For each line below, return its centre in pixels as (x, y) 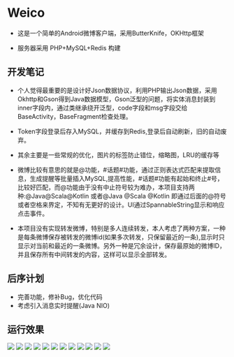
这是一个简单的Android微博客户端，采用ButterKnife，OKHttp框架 (111, 33)
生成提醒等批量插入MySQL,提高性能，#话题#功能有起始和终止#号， (126, 178)
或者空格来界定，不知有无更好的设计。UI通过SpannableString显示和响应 (121, 205)
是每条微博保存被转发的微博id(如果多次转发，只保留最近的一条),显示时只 (121, 237)
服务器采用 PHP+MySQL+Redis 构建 (69, 48)
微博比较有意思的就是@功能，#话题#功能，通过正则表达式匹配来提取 (116, 170)
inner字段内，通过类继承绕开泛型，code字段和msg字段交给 (102, 108)
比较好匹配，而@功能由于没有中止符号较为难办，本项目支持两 (106, 187)
